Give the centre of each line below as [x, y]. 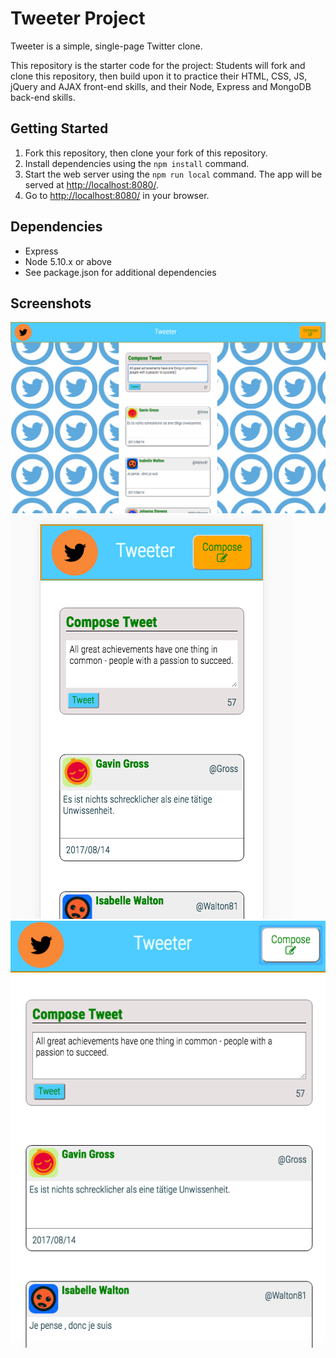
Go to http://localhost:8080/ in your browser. [117, 195]
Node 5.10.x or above [68, 261]
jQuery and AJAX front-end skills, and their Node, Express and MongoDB [161, 86]
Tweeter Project [78, 18]
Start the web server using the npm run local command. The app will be [173, 174]
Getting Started [59, 128]
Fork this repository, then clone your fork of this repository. [146, 153]
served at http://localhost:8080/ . [91, 184]
